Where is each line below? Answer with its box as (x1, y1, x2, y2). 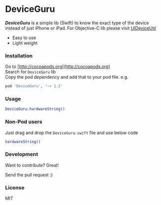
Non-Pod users (5, 118, 42, 125)
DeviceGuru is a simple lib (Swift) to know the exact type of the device (5, 20, 149, 26)
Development (5, 151, 39, 158)
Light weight (12, 40, 38, 46)
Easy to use (12, 35, 36, 41)
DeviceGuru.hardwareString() (5, 106, 65, 112)
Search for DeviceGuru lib (5, 69, 56, 75)
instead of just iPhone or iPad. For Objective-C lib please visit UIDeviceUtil (5, 25, 157, 31)
